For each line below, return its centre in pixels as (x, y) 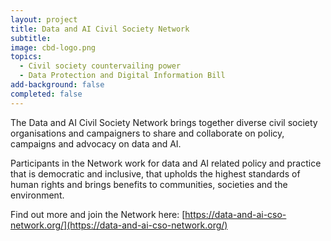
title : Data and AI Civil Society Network (100, 29)
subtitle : (31, 38)
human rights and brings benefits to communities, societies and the (149, 184)
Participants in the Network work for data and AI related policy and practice (166, 163)
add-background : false (57, 85)
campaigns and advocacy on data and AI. (96, 143)
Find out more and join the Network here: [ (98, 214)
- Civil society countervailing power (100, 66)
